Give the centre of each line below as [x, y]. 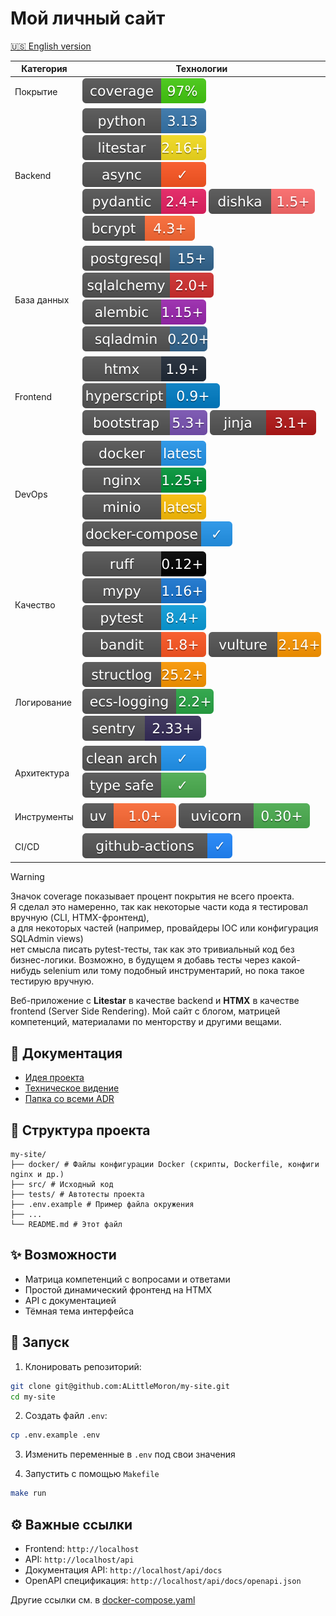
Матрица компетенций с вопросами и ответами [127, 1279]
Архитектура [42, 773]
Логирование [43, 703]
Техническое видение [72, 1088]
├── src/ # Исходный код [62, 1185]
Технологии [201, 69]
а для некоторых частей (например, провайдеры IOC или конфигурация [164, 928]
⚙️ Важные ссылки [71, 1524]
